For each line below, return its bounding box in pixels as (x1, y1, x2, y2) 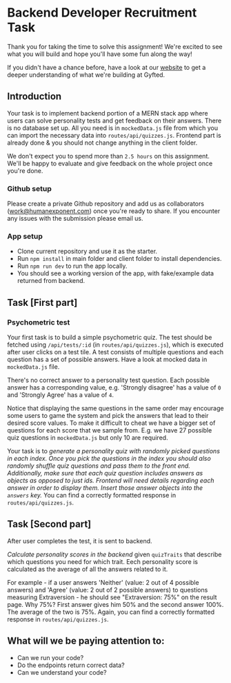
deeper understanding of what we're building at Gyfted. (7, 71, 165, 79)
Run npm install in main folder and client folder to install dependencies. (17, 255, 222, 263)
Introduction (7, 91, 62, 102)
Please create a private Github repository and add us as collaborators (7, 199, 205, 208)
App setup (7, 231, 43, 241)
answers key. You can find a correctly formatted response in (7, 491, 177, 500)
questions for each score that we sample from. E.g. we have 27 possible (7, 426, 212, 435)
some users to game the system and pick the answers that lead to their (7, 412, 209, 420)
